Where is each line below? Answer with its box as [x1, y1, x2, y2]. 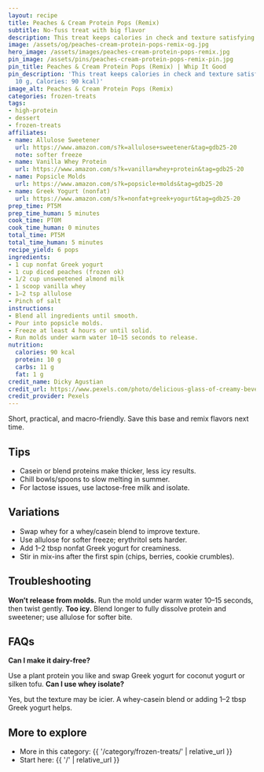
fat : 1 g [15, 370, 44, 378]
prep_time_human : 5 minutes [8, 210, 101, 217]
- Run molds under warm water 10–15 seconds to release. [8, 334, 199, 342]
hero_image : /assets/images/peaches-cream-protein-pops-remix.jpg [8, 48, 230, 56]
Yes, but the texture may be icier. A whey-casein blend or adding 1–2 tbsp [8, 695, 247, 704]
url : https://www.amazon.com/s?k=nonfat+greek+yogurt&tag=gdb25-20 [15, 195, 241, 202]
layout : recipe [8, 11, 58, 20]
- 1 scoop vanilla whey [8, 283, 86, 291]
